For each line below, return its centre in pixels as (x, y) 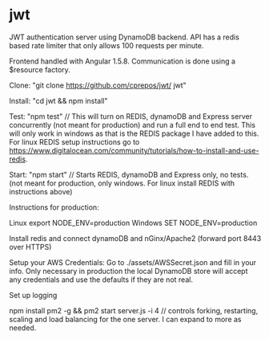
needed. (23, 328)
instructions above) (41, 191)
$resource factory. (40, 69)
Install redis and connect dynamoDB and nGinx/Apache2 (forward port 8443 (135, 238)
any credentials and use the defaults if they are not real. (101, 280)
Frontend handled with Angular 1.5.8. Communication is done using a (122, 61)
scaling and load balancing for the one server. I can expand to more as (126, 319)
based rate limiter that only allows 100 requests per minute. (106, 45)
